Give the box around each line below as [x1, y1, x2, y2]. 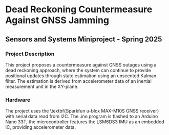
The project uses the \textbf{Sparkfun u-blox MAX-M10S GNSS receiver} [5, 108, 159, 114]
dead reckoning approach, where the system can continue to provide [5, 67, 151, 73]
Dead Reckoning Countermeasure [5, 4, 153, 15]
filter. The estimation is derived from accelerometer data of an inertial [5, 78, 152, 84]
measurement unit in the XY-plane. [5, 83, 79, 89]
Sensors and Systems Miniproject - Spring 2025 [5, 35, 162, 43]
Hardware [5, 96, 31, 103]
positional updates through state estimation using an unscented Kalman [5, 73, 157, 79]
